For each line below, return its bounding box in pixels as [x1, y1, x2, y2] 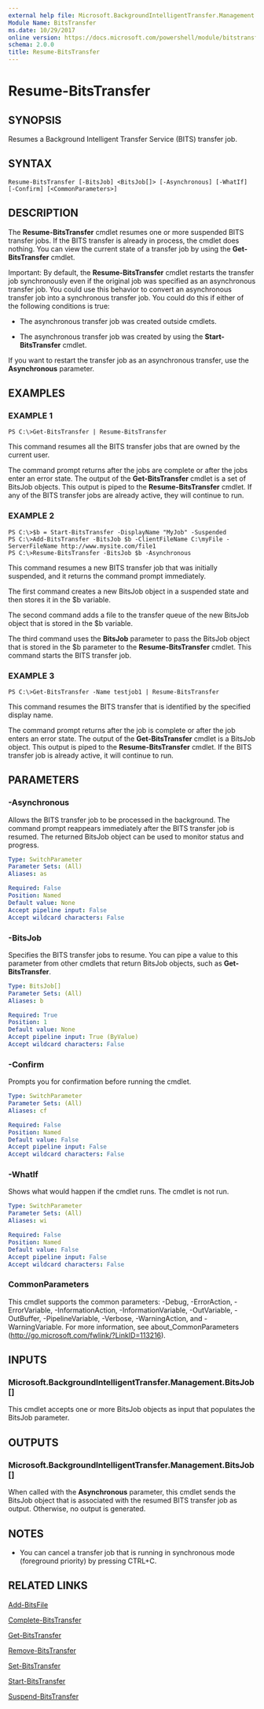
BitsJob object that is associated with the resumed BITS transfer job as [8, 1495, 238, 1506]
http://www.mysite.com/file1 [60, 542, 156, 550]
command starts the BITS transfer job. [8, 650, 132, 660]
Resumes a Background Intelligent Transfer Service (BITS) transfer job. [8, 135, 238, 143]
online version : [8, 33, 61, 42]
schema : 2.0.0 [8, 41, 55, 49]
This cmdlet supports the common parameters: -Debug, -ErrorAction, [8, 1297, 233, 1306]
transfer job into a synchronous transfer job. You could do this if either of [8, 292, 244, 302]
